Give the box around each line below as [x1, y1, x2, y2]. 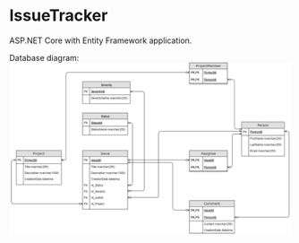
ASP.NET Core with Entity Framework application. [9, 35, 192, 46]
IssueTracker [9, 5, 108, 26]
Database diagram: [9, 52, 80, 63]
